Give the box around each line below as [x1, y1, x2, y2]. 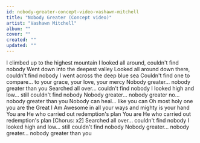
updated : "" [6, 43, 36, 49]
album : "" [6, 25, 31, 32]
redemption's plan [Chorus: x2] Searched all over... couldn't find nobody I [6, 116, 189, 124]
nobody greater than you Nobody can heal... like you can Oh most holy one [6, 97, 193, 104]
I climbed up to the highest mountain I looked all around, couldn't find [6, 59, 179, 66]
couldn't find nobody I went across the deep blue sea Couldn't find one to [6, 72, 190, 79]
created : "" [6, 37, 36, 43]
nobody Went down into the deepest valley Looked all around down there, [6, 65, 190, 72]
